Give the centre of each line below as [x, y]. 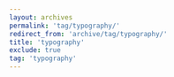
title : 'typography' [47, 42]
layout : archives [41, 17]
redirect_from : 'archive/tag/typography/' [88, 34]
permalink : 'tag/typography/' [65, 26]
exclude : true [35, 50]
